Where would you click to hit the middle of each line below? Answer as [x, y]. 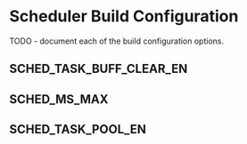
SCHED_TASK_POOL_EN [78, 129]
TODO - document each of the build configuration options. [117, 41]
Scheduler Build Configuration [124, 16]
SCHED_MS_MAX [59, 99]
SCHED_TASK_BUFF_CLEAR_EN [99, 69]
